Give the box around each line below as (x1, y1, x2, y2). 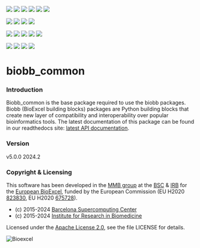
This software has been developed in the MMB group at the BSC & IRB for (6, 182, 187, 189)
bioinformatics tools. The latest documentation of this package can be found (6, 118, 195, 125)
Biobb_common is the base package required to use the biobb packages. (6, 99, 186, 106)
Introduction (6, 85, 43, 94)
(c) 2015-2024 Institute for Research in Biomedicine (14, 212, 142, 219)
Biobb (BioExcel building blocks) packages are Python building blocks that (6, 105, 189, 113)
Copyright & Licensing (6, 168, 72, 176)
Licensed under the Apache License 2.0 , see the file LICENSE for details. (6, 224, 185, 231)
